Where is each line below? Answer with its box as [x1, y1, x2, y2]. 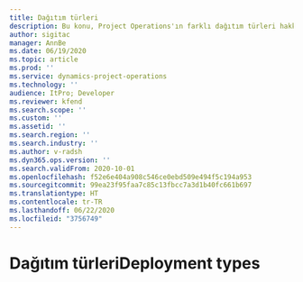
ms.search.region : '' [9, 131, 91, 140]
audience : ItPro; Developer [9, 88, 115, 97]
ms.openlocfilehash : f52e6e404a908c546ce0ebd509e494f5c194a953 [9, 172, 252, 181]
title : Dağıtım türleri [9, 13, 99, 23]
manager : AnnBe [9, 38, 67, 48]
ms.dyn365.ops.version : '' [9, 155, 111, 165]
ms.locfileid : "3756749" [9, 214, 103, 223]
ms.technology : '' [9, 80, 78, 89]
